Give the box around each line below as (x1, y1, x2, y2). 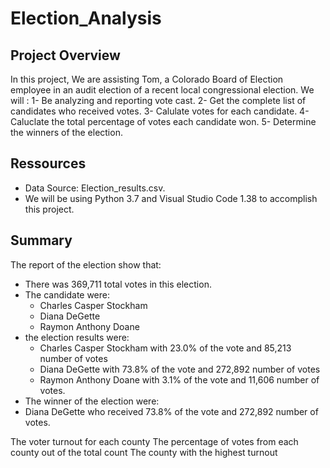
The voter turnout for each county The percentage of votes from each (10, 435, 299, 447)
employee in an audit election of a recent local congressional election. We (10, 84, 315, 96)
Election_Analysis (10, 7, 162, 30)
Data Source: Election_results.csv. (24, 182, 166, 194)
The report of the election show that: (10, 258, 162, 271)
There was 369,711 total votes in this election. (24, 278, 212, 290)
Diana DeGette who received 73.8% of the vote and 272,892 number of (24, 405, 319, 417)
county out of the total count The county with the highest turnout (10, 446, 278, 458)
